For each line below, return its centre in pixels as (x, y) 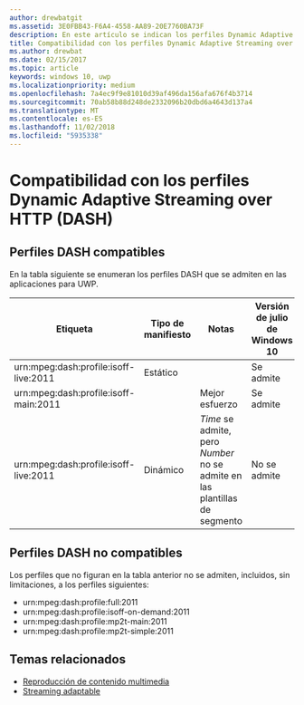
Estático (161, 372)
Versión (272, 306)
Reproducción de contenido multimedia (96, 681)
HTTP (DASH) (61, 219)
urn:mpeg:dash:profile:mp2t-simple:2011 (98, 631)
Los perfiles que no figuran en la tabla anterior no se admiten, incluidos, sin (150, 575)
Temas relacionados (68, 659)
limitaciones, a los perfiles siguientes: (79, 584)
